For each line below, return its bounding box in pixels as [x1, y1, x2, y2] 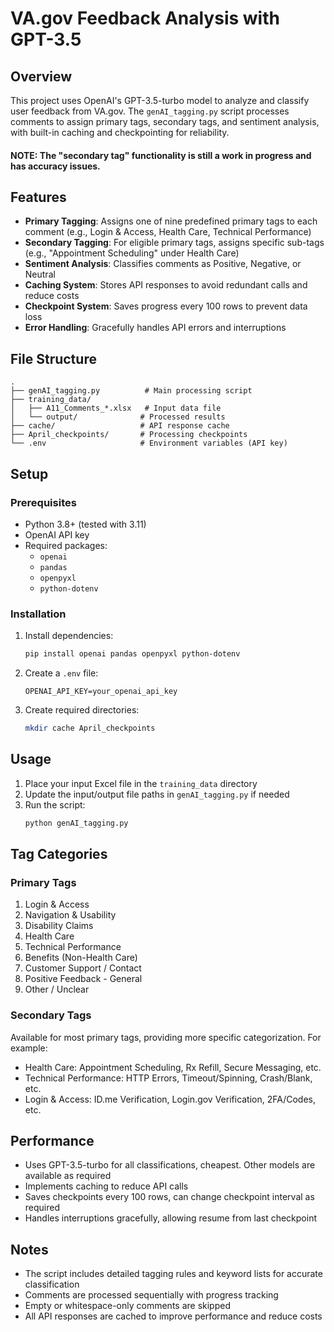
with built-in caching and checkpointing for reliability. [10, 127, 230, 138]
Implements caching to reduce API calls [24, 1180, 189, 1192]
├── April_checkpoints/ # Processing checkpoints [10, 430, 248, 440]
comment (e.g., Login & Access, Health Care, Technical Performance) [24, 226, 312, 238]
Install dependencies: [24, 630, 114, 642]
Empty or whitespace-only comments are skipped [24, 1300, 231, 1312]
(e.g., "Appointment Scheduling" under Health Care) [24, 247, 240, 259]
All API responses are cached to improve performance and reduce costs [24, 1310, 323, 1322]
